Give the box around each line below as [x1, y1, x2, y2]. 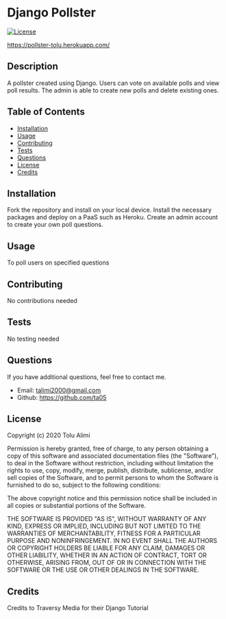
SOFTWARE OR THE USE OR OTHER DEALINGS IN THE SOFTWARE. [7, 566, 199, 574]
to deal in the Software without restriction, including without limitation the [7, 459, 214, 468]
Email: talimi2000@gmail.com [16, 386, 101, 394]
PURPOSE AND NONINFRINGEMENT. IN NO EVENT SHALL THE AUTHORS [7, 537, 218, 545]
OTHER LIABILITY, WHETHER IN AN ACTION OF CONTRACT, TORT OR [7, 551, 207, 559]
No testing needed [7, 335, 60, 343]
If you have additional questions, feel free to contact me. [7, 372, 166, 381]
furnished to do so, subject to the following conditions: [7, 481, 161, 489]
